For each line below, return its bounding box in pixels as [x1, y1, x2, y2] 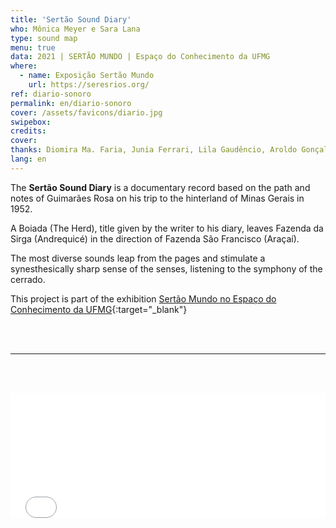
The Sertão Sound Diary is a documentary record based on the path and [10, 181, 311, 193]
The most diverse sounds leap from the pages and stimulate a [10, 252, 266, 264]
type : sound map [10, 33, 78, 43]
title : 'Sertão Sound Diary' [10, 14, 132, 25]
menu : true [10, 42, 56, 53]
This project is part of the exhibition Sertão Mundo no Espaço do [10, 292, 277, 305]
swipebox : [10, 117, 52, 127]
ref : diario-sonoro [10, 89, 92, 99]
